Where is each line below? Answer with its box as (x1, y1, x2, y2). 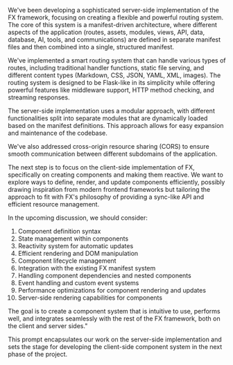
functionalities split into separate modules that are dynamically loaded (8, 114, 208, 122)
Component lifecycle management (17, 257, 116, 265)
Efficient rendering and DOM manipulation (17, 250, 139, 257)
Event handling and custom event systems (17, 279, 139, 287)
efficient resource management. (8, 200, 100, 208)
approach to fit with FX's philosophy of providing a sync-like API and (8, 193, 205, 201)
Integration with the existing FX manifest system (17, 264, 156, 272)
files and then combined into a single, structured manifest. (8, 43, 175, 51)
